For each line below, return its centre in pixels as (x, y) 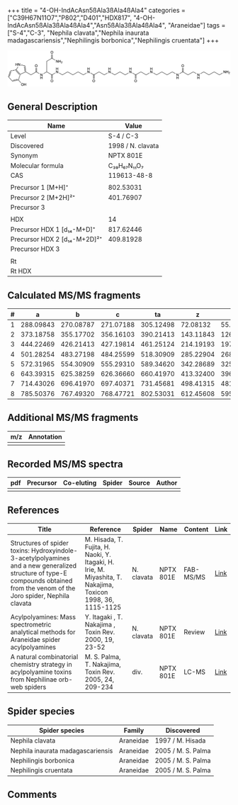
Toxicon (96, 592)
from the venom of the (43, 588)
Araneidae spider (35, 640)
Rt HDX (21, 271)
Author (167, 483)
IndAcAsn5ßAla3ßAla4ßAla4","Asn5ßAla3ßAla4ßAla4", (87, 25)
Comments (32, 794)
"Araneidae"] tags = (197, 25)
